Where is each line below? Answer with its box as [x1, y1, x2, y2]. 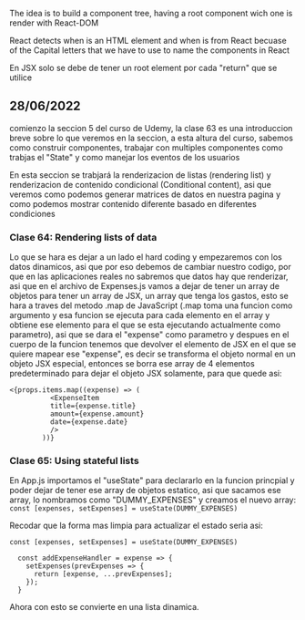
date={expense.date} [49, 418, 128, 427]
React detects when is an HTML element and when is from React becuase [9, 36, 287, 46]
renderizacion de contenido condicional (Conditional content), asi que [9, 179, 271, 190]
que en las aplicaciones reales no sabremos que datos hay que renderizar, [9, 271, 289, 282]
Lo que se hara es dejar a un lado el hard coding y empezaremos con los [9, 252, 282, 263]
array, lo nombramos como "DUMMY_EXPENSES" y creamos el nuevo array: [9, 494, 297, 505]
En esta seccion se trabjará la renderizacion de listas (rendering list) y [9, 169, 271, 181]
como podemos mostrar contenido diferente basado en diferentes [9, 198, 257, 209]
